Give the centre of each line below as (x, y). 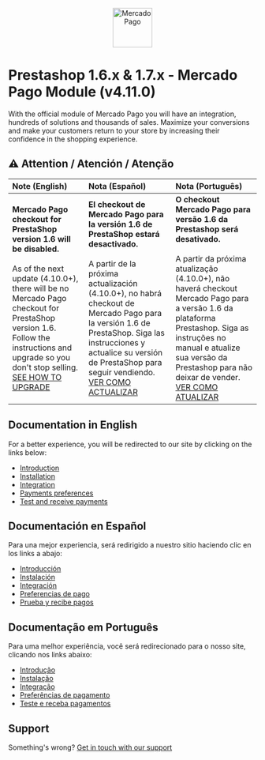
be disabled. (35, 249)
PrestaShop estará (124, 234)
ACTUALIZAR (113, 392)
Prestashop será (207, 229)
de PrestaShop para (125, 362)
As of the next (38, 269)
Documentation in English (73, 425)
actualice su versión (125, 352)
